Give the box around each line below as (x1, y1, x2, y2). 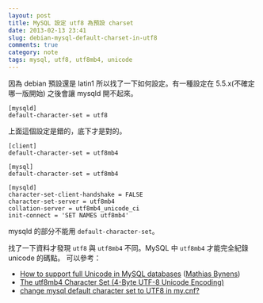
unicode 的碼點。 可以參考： (8, 253, 101, 263)
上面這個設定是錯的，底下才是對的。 (8, 126, 127, 136)
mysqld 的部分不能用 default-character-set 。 (8, 226, 160, 236)
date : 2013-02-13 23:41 (8, 26, 87, 34)
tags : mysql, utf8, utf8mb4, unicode (8, 56, 133, 64)
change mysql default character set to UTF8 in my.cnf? (19, 286, 200, 295)
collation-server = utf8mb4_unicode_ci (8, 204, 140, 213)
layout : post (8, 11, 51, 20)
